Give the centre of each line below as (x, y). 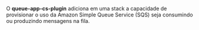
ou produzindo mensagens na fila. (48, 21)
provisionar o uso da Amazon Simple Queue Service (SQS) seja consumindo (100, 15)
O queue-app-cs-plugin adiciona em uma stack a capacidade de (87, 9)
